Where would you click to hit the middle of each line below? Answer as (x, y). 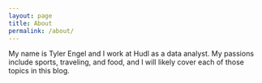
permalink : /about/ (41, 31)
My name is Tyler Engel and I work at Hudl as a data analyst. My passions (131, 54)
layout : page (30, 16)
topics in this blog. (39, 71)
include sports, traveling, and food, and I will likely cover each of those (127, 62)
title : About (30, 23)
